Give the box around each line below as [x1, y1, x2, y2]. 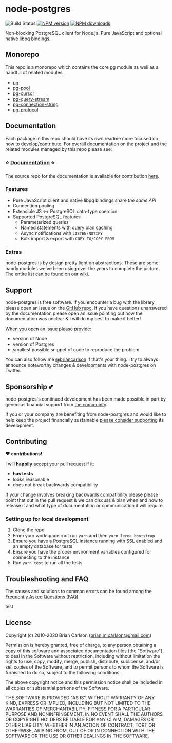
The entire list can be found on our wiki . [5, 271, 90, 277]
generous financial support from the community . [5, 402, 108, 408]
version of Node [12, 336, 47, 342]
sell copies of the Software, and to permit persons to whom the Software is [5, 663, 164, 670]
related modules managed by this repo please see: [5, 146, 112, 152]
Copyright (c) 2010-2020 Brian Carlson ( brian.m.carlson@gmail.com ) [5, 632, 152, 638]
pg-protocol [12, 106, 39, 113]
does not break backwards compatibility [12, 481, 98, 488]
